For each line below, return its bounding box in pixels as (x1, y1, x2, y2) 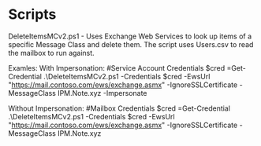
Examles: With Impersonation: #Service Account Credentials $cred (8, 63, 226, 72)
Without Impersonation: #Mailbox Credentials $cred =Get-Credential (8, 104, 231, 113)
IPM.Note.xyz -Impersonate (58, 88, 147, 97)
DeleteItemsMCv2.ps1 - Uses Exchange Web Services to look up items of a (8, 31, 252, 41)
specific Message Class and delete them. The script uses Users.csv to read (8, 39, 254, 49)
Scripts (8, 5, 57, 24)
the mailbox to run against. (8, 48, 95, 57)
